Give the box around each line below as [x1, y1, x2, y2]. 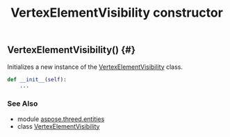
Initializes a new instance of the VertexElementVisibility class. [7, 63, 183, 71]
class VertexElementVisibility [17, 122, 100, 130]
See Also [7, 99, 38, 108]
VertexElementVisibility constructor [10, 5, 224, 21]
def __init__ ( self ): [7, 76, 67, 83]
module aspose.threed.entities [17, 115, 105, 123]
